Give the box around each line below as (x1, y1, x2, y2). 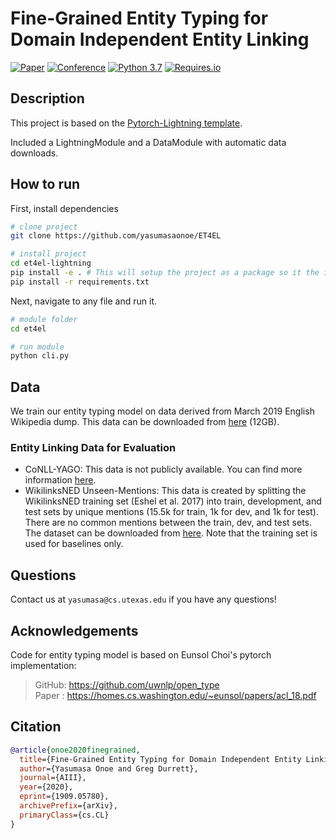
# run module (10, 342, 65, 352)
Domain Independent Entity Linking (10, 28, 310, 51)
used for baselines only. (24, 538, 124, 550)
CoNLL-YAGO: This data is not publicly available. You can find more (24, 463, 303, 476)
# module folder (10, 314, 78, 324)
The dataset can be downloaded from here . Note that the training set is (24, 527, 318, 539)
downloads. (10, 147, 59, 159)
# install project (10, 249, 87, 259)
